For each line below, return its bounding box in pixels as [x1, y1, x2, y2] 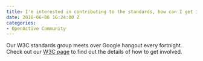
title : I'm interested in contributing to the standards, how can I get [6, 8, 193, 15]
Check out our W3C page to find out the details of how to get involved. [6, 48, 182, 56]
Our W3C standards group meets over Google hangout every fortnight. [6, 42, 182, 49]
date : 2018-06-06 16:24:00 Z [6, 14, 80, 20]
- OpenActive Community [6, 25, 66, 32]
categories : [6, 20, 36, 26]
